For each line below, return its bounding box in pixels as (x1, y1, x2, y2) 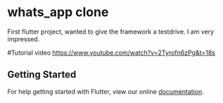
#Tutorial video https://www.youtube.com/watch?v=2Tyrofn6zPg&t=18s (7, 48, 216, 57)
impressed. (7, 34, 40, 43)
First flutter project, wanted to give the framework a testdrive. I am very (7, 27, 215, 36)
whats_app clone (7, 4, 109, 20)
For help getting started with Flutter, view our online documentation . (7, 87, 204, 95)
